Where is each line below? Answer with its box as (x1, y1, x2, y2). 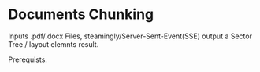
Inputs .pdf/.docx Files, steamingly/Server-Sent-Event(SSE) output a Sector (8, 31, 252, 41)
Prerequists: (8, 55, 47, 64)
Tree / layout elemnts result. (8, 39, 99, 49)
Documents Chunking (8, 5, 154, 23)
